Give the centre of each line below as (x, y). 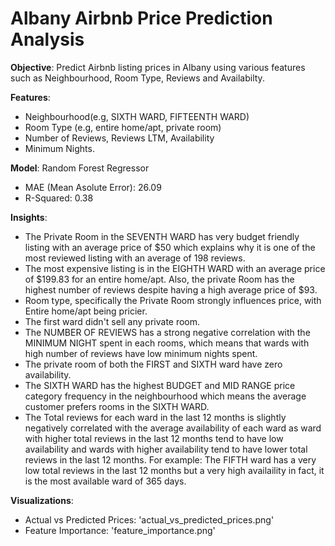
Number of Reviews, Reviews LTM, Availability (119, 138)
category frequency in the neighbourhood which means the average (165, 396)
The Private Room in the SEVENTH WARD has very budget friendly (162, 236)
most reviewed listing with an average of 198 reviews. (135, 258)
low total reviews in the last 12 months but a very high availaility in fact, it (174, 470)
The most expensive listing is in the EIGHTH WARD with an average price (175, 268)
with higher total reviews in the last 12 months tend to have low (154, 438)
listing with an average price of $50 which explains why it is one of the (170, 247)
